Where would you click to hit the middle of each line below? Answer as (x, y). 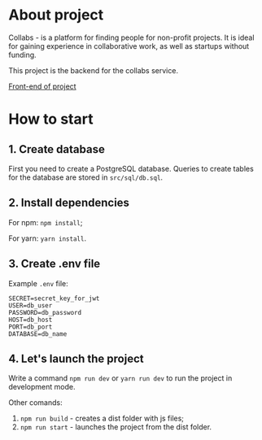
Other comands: (35, 403)
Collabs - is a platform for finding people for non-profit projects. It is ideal (131, 37)
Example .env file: (38, 283)
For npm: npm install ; (46, 222)
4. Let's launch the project (76, 358)
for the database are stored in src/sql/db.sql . (86, 177)
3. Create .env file (55, 264)
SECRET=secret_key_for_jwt (54, 298)
